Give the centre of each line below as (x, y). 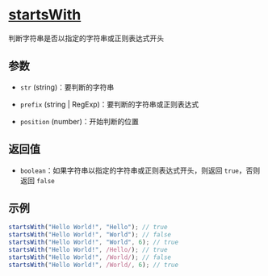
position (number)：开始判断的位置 (80, 121)
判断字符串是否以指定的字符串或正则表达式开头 (86, 38)
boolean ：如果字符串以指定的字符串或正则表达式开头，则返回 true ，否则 (140, 170)
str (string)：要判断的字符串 (67, 87)
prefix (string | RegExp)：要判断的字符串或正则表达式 (109, 104)
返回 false (37, 180)
